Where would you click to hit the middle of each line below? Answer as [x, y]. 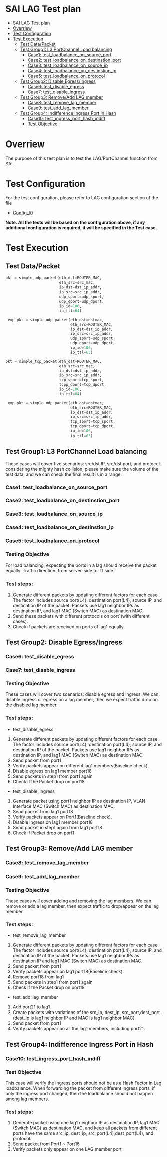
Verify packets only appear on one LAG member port [67, 1149]
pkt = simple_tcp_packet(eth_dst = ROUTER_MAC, [53, 361]
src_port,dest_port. [142, 1013]
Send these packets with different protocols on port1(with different [81, 616]
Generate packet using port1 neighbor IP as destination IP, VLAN [79, 801]
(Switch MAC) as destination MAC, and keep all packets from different [85, 1128]
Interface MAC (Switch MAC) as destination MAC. [64, 806]
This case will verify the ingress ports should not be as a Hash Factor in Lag [83, 1083]
